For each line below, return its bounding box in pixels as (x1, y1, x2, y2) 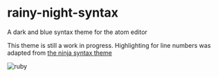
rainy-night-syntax (7, 5, 119, 21)
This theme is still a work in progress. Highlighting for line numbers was (7, 41, 211, 49)
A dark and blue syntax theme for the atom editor (7, 28, 147, 36)
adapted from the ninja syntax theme (7, 49, 112, 57)
